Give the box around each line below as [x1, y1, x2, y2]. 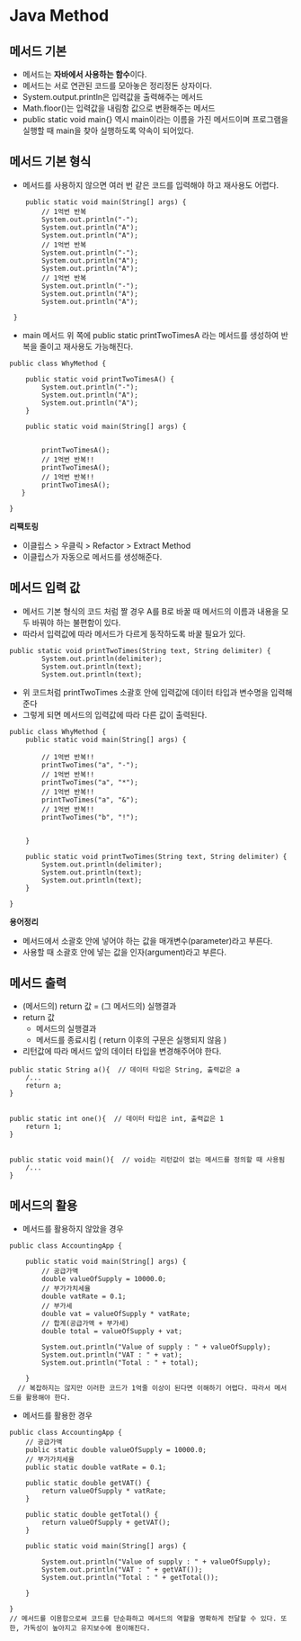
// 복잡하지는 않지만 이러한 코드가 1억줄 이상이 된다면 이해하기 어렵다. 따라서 [17, 1384, 271, 1393]
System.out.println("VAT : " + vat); [41, 1350, 182, 1359]
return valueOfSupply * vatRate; [41, 1486, 167, 1496]
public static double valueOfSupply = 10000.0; [25, 1446, 207, 1455]
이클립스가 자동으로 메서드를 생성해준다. [22, 551, 163, 562]
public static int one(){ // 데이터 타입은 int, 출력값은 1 [9, 1115, 225, 1124]
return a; [25, 1081, 63, 1090]
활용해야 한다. [25, 1394, 71, 1403]
